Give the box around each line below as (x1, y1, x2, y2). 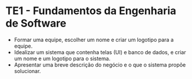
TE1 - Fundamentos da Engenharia (5, 4, 177, 18)
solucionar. (14, 67, 41, 74)
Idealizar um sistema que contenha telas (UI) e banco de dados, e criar (14, 48, 187, 55)
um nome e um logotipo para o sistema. (14, 55, 111, 62)
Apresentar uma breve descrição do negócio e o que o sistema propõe (14, 61, 186, 68)
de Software (5, 17, 67, 30)
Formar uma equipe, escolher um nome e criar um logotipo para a (14, 36, 174, 43)
